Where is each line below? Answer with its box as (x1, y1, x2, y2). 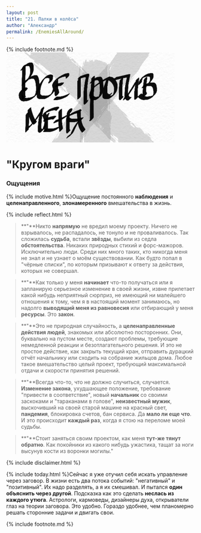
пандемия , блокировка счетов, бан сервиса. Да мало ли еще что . (20, 410, 192, 417)
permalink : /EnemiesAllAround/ (6, 29, 84, 35)
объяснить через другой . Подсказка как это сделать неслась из (6, 489, 175, 497)
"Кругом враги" (6, 158, 90, 171)
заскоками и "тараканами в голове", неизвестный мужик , (20, 398, 172, 405)
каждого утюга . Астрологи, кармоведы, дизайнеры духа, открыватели (6, 496, 189, 503)
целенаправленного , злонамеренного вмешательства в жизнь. (6, 199, 172, 206)
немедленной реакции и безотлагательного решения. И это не (20, 341, 182, 348)
